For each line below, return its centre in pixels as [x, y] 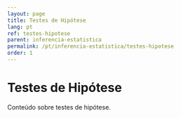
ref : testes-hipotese [39, 33]
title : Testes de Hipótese [47, 20]
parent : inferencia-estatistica [54, 40]
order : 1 [20, 53]
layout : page [26, 14]
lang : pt [20, 27]
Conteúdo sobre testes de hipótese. [59, 107]
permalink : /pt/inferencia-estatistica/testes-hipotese [90, 46]
